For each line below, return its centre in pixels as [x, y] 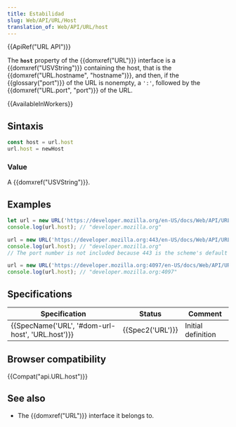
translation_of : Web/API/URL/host [58, 27]
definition [201, 334]
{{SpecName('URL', [43, 326]
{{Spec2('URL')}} [150, 330]
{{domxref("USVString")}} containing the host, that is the [90, 68]
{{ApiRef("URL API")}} [39, 47]
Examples [29, 204]
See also [26, 399]
